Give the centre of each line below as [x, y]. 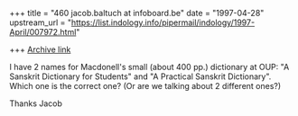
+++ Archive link [40, 49]
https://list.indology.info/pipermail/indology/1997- [163, 22]
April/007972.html [43, 32]
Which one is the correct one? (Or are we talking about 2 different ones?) [145, 86]
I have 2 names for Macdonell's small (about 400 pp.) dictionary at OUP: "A [149, 67]
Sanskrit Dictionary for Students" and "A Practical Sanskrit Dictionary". [140, 76]
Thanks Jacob [36, 103]
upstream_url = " [41, 22]
